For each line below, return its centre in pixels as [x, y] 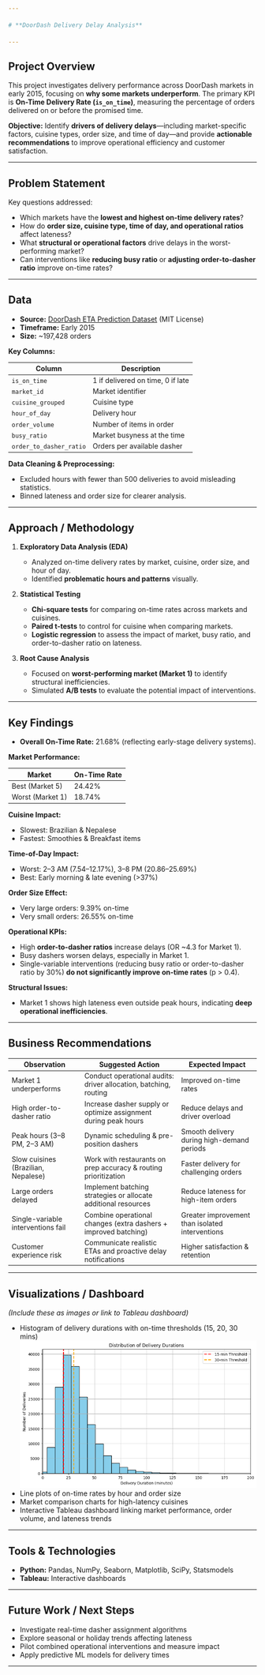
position [97, 1144]
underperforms [36, 1088]
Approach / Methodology [71, 528]
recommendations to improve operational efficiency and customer [117, 143]
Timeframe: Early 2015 [57, 327]
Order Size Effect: [38, 892]
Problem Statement [57, 183]
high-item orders [209, 1200]
